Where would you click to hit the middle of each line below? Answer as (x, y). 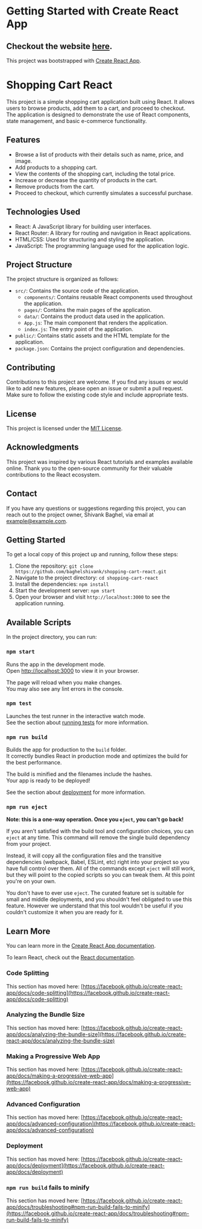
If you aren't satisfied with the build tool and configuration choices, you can (100, 831)
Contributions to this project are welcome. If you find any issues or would (97, 382)
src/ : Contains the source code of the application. (77, 291)
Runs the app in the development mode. (56, 664)
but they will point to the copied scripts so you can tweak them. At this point (100, 875)
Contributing (31, 367)
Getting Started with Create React (93, 11)
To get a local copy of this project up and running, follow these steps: (92, 554)
